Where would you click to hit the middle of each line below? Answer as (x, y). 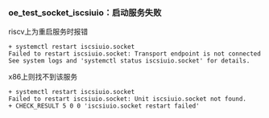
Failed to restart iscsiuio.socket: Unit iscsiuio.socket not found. (128, 99)
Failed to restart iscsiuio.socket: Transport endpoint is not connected (135, 54)
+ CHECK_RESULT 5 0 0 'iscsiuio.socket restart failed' (104, 106)
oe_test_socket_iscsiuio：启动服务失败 (85, 12)
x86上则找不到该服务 (43, 77)
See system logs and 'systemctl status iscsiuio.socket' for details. (129, 61)
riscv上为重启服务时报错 (48, 32)
